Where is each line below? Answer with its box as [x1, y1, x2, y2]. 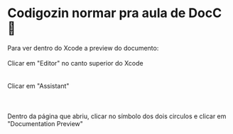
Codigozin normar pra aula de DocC [7, 5, 222, 21]
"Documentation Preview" [7, 119, 84, 128]
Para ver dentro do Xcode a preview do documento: [7, 43, 159, 52]
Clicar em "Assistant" [7, 81, 70, 90]
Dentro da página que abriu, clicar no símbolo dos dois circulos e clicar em [7, 112, 227, 120]
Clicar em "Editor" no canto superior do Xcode [7, 58, 143, 67]
